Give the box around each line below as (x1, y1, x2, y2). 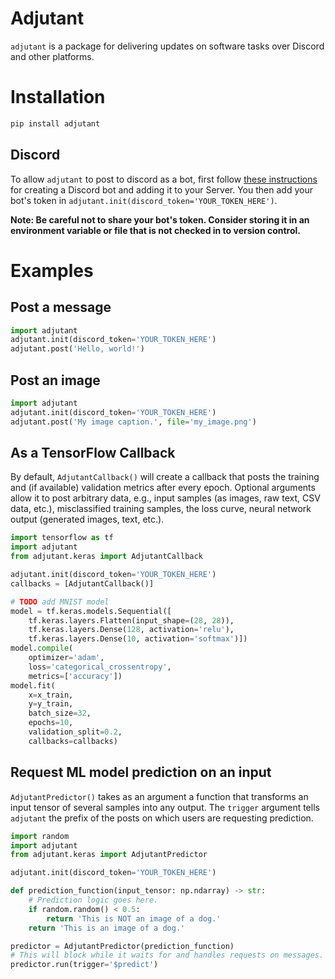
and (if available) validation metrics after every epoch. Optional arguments (10, 482, 316, 494)
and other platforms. (10, 50, 95, 62)
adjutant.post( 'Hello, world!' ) (10, 344, 145, 354)
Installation (10, 86, 106, 109)
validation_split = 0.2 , (28, 727, 123, 737)
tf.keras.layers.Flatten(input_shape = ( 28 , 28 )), (28, 615, 235, 626)
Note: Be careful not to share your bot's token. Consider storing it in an (10, 213, 310, 226)
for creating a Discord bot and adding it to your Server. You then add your (10, 183, 313, 196)
